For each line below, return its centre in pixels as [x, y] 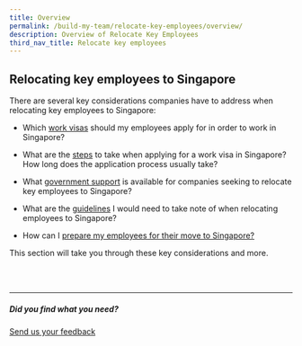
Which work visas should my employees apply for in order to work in [149, 128]
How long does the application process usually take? [120, 164]
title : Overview [40, 18]
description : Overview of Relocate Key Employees [104, 34]
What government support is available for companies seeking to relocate [157, 182]
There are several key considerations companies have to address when [142, 101]
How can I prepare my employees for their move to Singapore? [138, 235]
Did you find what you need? [64, 309]
